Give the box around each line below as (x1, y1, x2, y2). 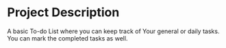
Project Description (7, 5, 120, 20)
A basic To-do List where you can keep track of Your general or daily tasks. (7, 27, 220, 35)
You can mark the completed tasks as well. (7, 34, 128, 42)
